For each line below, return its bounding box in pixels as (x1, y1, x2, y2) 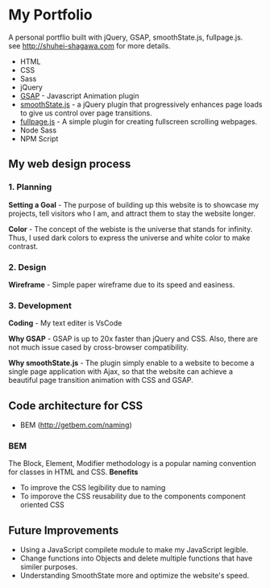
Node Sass (19, 125, 57, 135)
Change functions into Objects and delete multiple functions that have (19, 553, 253, 563)
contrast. (8, 241, 39, 251)
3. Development (8, 300, 73, 311)
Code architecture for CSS (8, 398, 143, 413)
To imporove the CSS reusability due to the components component (19, 491, 246, 502)
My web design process (8, 157, 131, 171)
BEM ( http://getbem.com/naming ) (19, 420, 133, 430)
